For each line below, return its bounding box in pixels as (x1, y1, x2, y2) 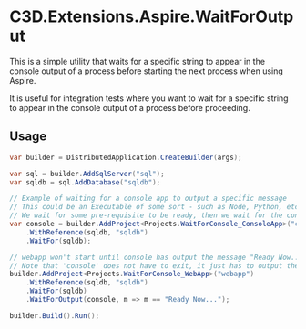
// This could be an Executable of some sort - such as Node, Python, (9, 203, 283, 212)
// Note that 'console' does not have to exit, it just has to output (9, 261, 283, 270)
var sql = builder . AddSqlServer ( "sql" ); (9, 169, 166, 178)
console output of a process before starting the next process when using (9, 65, 284, 76)
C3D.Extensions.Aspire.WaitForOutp (9, 6, 294, 27)
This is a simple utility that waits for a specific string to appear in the (9, 55, 266, 66)
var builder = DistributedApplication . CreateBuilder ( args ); (9, 153, 243, 162)
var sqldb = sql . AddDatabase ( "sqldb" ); (9, 177, 161, 187)
